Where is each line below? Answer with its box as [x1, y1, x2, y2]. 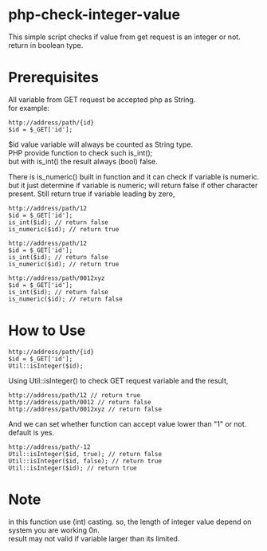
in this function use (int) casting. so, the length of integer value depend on [8, 517, 252, 526]
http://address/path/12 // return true [8, 391, 141, 399]
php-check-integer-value [8, 6, 181, 24]
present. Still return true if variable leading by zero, [8, 189, 175, 199]
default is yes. [8, 427, 54, 437]
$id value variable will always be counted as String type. [8, 140, 194, 149]
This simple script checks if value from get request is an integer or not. [8, 32, 241, 41]
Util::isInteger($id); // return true [8, 464, 137, 472]
